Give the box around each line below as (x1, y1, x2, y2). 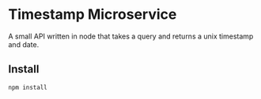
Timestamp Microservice (8, 5, 177, 24)
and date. (8, 39, 40, 49)
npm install (8, 83, 47, 91)
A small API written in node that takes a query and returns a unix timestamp (8, 31, 254, 41)
